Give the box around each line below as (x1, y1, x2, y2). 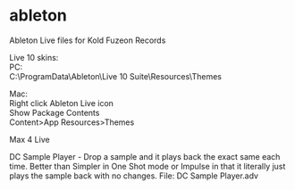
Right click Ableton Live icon (9, 97, 114, 108)
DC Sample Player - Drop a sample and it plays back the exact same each (9, 151, 281, 161)
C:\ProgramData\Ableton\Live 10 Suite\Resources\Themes (9, 70, 222, 81)
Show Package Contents (9, 107, 100, 118)
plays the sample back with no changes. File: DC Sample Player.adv (9, 170, 259, 181)
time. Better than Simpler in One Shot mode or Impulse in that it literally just (9, 161, 286, 171)
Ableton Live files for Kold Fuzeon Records (9, 35, 166, 45)
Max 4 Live (9, 134, 51, 145)
